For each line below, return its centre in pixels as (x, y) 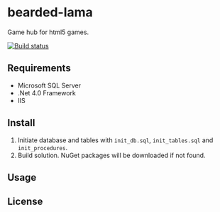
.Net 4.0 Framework (47, 92)
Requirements (39, 68)
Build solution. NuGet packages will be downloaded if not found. (111, 155)
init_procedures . (43, 147)
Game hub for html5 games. (48, 32)
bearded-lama (50, 12)
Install (21, 123)
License (25, 202)
